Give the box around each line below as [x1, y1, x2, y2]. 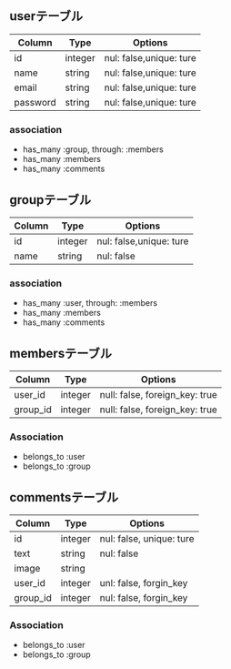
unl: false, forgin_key [99, 577, 188, 590]
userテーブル [9, 8, 84, 25]
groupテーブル [9, 192, 92, 208]
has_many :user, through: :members [22, 298, 157, 309]
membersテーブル [9, 345, 112, 361]
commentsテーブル [9, 490, 119, 505]
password [14, 96, 56, 108]
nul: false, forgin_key [99, 592, 188, 604]
